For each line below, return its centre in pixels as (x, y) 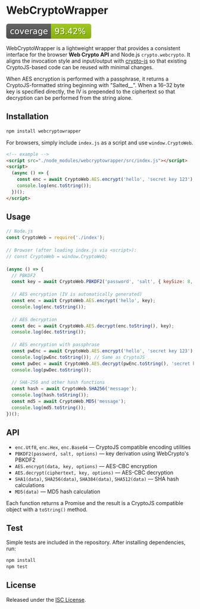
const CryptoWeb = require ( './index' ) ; (56, 238)
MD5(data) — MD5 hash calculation (57, 491)
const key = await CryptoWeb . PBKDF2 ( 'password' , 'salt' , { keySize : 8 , (102, 282)
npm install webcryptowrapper (44, 131)
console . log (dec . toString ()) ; (49, 332)
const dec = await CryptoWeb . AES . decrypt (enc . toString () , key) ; (93, 326)
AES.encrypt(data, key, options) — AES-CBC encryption (86, 466)
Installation (27, 117)
